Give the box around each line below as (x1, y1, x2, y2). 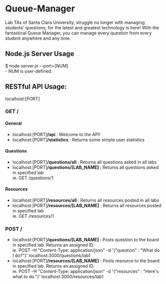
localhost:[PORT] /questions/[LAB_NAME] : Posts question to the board (12, 237, 159, 243)
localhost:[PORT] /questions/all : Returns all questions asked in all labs (12, 159, 157, 165)
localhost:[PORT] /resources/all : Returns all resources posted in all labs (12, 197, 160, 204)
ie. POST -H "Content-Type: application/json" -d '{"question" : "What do (12, 247, 160, 253)
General (5, 120, 22, 127)
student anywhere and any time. (5, 35, 71, 41)
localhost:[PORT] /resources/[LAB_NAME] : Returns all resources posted (12, 203, 162, 209)
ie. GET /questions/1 (12, 175, 54, 181)
